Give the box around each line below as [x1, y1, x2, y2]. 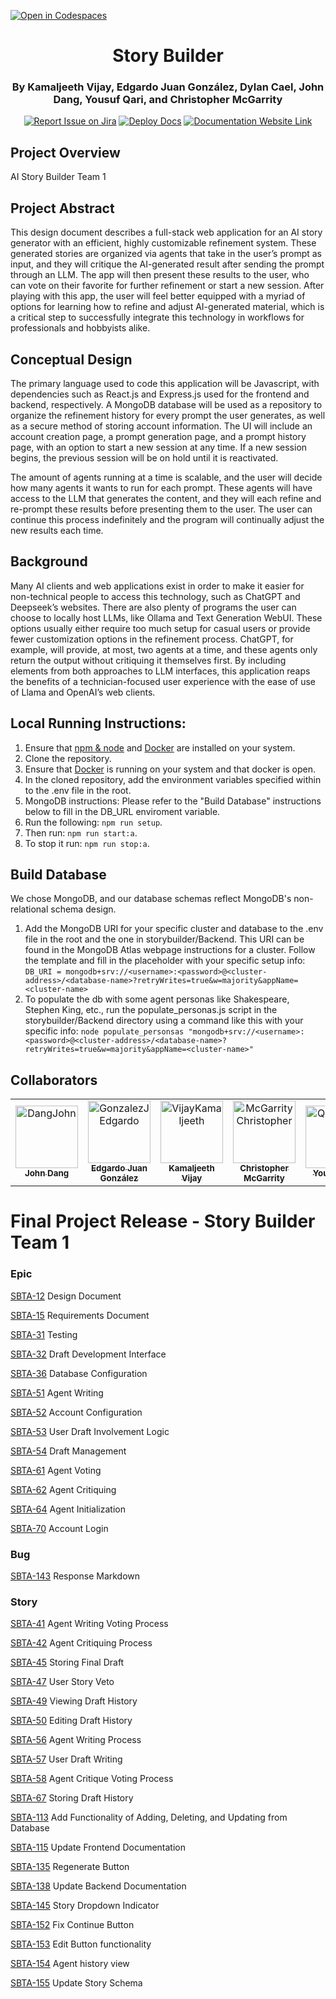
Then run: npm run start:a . [24, 826, 138, 839]
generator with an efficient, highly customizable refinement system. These [10, 237, 317, 249]
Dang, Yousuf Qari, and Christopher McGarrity [53, 93, 283, 107]
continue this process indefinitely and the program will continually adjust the [10, 513, 325, 525]
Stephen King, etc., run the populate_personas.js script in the [24, 1004, 278, 1016]
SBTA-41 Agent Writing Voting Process [10, 1618, 169, 1630]
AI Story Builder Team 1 [10, 171, 107, 183]
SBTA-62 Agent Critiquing [10, 1483, 117, 1495]
